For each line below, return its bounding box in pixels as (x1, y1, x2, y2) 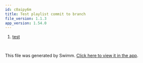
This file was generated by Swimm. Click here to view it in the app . (5, 53, 139, 59)
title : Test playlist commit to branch (5, 12, 86, 16)
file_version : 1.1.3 (5, 16, 47, 21)
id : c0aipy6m (5, 7, 32, 12)
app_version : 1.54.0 (5, 20, 47, 26)
